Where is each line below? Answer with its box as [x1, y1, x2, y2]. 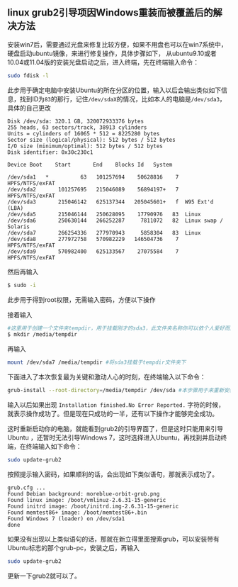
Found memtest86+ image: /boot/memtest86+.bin [7, 509, 147, 516]
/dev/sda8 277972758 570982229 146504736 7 [7, 235, 179, 242]
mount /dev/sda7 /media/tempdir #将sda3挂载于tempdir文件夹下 [7, 359, 186, 367]
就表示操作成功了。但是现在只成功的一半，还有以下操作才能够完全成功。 [7, 410, 218, 418]
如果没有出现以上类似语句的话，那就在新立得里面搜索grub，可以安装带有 [7, 535, 220, 543]
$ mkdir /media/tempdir [7, 331, 78, 338]
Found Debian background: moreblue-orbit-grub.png [7, 490, 160, 498]
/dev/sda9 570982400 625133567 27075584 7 [7, 247, 179, 255]
